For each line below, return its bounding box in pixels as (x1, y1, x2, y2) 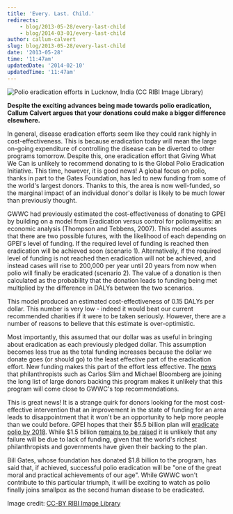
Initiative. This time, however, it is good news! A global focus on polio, (7, 166, 207, 175)
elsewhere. (7, 116, 40, 124)
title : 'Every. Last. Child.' (7, 10, 95, 17)
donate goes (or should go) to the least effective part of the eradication (7, 355, 211, 363)
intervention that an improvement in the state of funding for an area (33, 405, 227, 414)
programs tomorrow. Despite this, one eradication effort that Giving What (7, 151, 216, 160)
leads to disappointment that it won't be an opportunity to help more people (7, 412, 224, 421)
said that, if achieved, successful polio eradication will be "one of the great (7, 463, 222, 472)
